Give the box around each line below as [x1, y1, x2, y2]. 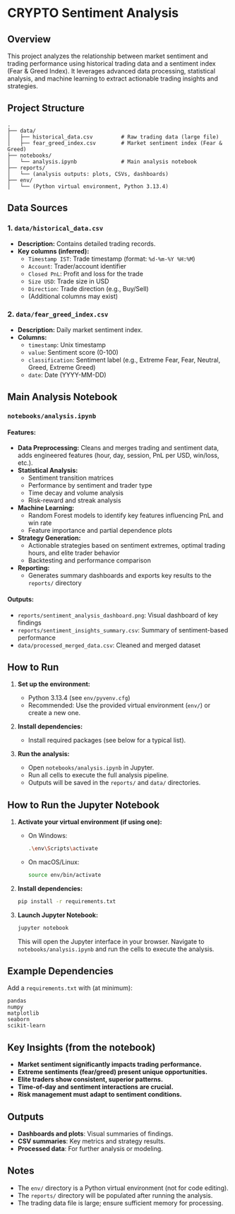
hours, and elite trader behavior [28, 549, 120, 558]
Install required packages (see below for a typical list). [28, 736, 186, 745]
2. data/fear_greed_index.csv [7, 310, 109, 319]
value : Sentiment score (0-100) [28, 348, 119, 356]
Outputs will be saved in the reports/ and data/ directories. [28, 779, 201, 787]
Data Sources [7, 202, 68, 214]
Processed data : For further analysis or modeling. [17, 1145, 164, 1153]
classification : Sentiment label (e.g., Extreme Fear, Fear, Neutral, [28, 355, 221, 364]
